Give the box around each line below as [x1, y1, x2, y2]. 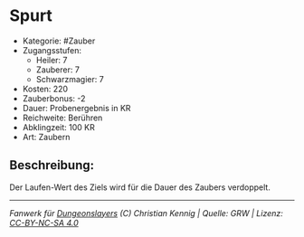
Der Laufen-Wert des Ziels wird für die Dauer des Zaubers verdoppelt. [9, 182, 271, 193]
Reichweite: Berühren [22, 112, 103, 123]
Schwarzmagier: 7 [35, 73, 104, 84]
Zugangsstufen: [22, 44, 82, 55]
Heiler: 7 [35, 54, 68, 65]
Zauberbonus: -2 [22, 92, 86, 104]
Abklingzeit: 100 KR [22, 121, 95, 132]
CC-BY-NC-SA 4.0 [9, 217, 79, 228]
